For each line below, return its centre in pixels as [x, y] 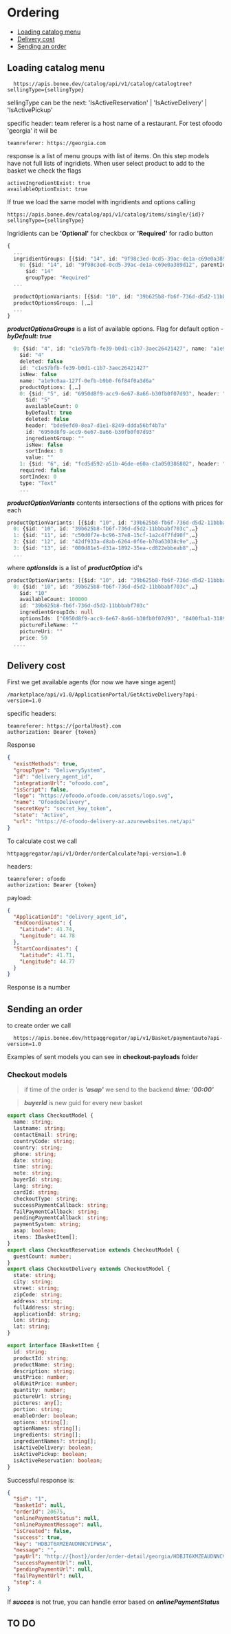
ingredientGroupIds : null [57, 612]
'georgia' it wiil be [32, 130]
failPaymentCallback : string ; [56, 1212]
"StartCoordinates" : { [46, 948]
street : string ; [36, 1288]
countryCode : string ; [44, 1141]
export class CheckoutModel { [51, 1115]
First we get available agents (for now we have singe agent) [92, 682]
